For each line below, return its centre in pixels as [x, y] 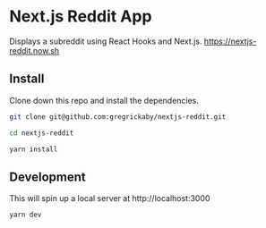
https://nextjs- [230, 41]
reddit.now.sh [34, 50]
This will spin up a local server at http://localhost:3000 [110, 198]
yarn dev [26, 215]
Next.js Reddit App [81, 17]
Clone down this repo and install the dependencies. [104, 100]
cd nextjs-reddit [42, 133]
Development [48, 177]
